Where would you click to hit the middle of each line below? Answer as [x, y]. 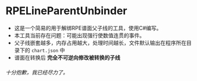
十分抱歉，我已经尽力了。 [37, 72]
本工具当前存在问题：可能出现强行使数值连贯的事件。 [79, 35]
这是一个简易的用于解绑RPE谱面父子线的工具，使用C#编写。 [88, 28]
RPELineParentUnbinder [66, 11]
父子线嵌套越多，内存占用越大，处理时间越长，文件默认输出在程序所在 [100, 43]
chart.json [45, 51]
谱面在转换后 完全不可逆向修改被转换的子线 [67, 57]
